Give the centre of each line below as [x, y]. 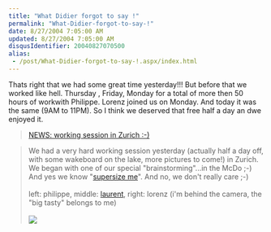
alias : [19, 54]
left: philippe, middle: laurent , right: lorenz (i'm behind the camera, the [145, 194]
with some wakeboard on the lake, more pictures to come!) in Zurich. [143, 159]
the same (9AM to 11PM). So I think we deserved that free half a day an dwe [135, 110]
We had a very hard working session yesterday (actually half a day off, [146, 151]
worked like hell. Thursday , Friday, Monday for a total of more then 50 [126, 93]
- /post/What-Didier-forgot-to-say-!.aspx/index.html [105, 62]
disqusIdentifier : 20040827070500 [67, 46]
